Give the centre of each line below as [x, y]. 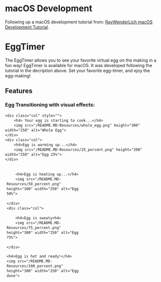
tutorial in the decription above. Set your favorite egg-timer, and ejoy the [77, 70]
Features [19, 91]
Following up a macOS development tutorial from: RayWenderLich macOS [79, 22]
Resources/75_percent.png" [34, 228]
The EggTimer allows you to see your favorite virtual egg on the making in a [81, 60]
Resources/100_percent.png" [35, 266]
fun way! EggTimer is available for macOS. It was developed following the [79, 65]
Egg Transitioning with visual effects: [50, 105]
